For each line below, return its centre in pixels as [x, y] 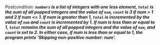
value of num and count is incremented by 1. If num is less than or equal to [80, 22]
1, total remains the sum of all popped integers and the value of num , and [80, 27]
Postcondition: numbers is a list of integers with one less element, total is [79, 7]
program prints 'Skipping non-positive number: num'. [60, 37]
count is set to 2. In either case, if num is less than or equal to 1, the [74, 32]
